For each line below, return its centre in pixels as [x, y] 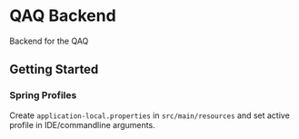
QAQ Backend [63, 16]
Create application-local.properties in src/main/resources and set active [150, 115]
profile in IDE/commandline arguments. [83, 124]
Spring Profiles [43, 95]
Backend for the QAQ [49, 41]
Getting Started [54, 69]
